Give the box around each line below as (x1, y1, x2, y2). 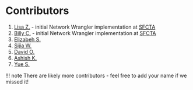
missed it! (5, 78, 29, 85)
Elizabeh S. (13, 36, 41, 43)
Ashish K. (13, 54, 37, 61)
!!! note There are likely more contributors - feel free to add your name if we (5, 72, 187, 79)
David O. (13, 48, 35, 55)
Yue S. (13, 60, 30, 68)
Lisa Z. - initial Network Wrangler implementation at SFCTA (13, 23, 156, 30)
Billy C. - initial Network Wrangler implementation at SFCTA (13, 29, 156, 36)
